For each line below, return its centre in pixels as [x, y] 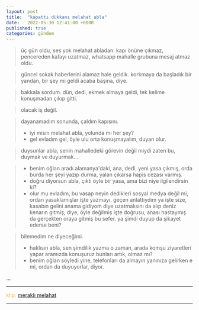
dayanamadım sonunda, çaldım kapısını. [69, 121]
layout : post [22, 12]
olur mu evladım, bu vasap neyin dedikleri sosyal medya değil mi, [109, 193]
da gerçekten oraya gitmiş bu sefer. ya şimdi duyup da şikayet [105, 219]
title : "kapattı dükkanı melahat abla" [57, 17]
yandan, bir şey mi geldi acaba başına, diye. [74, 81]
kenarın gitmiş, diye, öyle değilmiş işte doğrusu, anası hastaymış [108, 212]
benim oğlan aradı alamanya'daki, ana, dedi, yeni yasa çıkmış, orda [111, 169]
